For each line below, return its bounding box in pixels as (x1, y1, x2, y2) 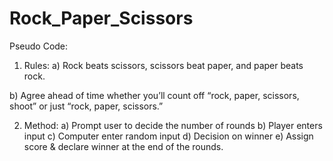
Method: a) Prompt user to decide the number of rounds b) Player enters (23, 119, 323, 131)
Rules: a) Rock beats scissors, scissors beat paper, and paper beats (23, 59, 304, 71)
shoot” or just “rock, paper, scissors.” (9, 100, 164, 112)
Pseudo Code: (9, 40, 69, 52)
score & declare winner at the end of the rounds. (23, 140, 224, 152)
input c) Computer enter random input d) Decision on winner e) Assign (23, 130, 314, 142)
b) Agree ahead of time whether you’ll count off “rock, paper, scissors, (9, 89, 300, 101)
